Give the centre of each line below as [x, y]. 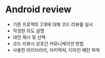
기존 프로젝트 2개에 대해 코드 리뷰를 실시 [53, 24]
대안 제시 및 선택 [29, 37]
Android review [38, 9]
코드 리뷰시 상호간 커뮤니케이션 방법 [48, 43]
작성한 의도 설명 [28, 31]
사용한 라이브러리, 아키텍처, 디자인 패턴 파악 [56, 50]
